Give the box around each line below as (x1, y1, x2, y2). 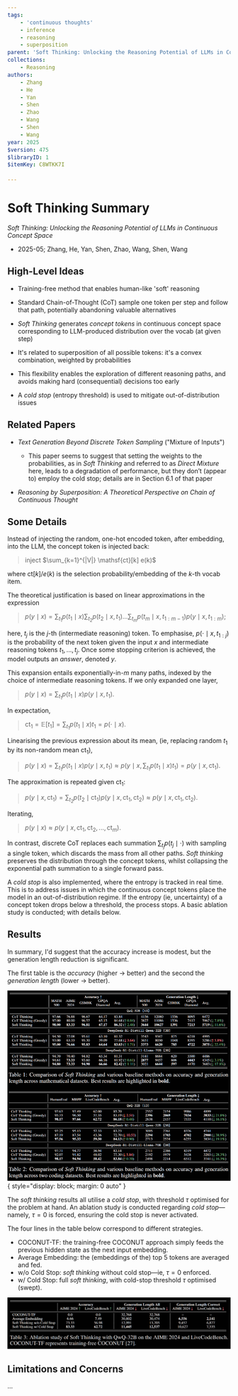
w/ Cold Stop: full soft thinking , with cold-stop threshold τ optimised (17, 1275, 217, 1284)
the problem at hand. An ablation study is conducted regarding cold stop (7, 1203, 220, 1211)
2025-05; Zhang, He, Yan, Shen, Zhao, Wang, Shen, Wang (17, 245, 188, 253)
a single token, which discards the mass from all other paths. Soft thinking (7, 849, 223, 857)
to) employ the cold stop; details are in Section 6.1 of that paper (28, 474, 213, 483)
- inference (20, 26, 55, 33)
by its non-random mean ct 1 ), (7, 746, 93, 756)
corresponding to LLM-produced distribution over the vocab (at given (17, 326, 221, 335)
